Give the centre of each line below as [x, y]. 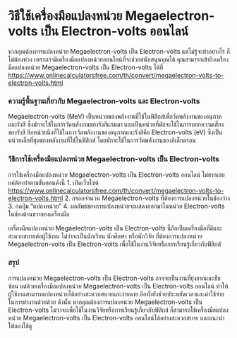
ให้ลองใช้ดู [20, 325]
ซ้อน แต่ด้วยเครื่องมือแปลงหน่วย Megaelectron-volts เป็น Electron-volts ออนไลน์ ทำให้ [118, 286]
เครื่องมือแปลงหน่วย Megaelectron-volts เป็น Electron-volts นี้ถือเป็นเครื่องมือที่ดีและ [115, 228]
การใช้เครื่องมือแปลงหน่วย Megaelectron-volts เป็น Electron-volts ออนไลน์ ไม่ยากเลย [116, 175]
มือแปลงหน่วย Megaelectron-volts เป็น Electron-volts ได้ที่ [86, 67]
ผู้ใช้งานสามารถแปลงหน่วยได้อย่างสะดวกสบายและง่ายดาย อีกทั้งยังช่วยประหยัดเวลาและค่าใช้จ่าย [116, 293]
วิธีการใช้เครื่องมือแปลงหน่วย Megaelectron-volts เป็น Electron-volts [114, 159]
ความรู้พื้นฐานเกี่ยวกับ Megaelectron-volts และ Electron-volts [104, 101]
